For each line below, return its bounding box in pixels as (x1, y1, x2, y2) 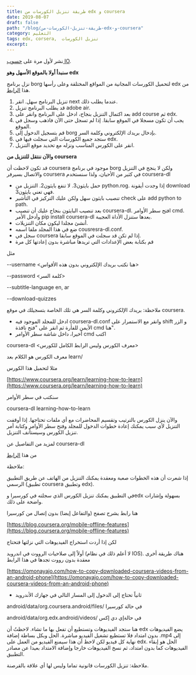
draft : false (6, 19, 39, 25)
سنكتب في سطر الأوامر (6, 393, 59, 400)
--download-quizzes (6, 295, 57, 302)
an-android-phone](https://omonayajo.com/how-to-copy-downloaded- (6, 573, 179, 580)
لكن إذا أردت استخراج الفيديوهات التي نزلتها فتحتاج (6, 538, 117, 545)
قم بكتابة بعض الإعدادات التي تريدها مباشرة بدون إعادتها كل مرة (15, 238, 154, 245)
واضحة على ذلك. (6, 498, 43, 505)
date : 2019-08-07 (6, 14, 49, 20)
